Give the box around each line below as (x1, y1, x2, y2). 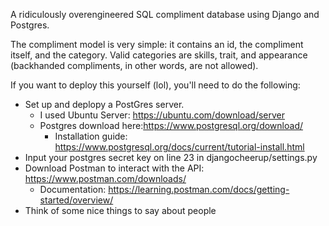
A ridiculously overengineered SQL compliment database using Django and (10, 9, 320, 20)
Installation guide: (54, 130, 128, 142)
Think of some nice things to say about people (24, 205, 217, 216)
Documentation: (39, 184, 107, 195)
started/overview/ (39, 194, 114, 206)
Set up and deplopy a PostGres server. (24, 99, 185, 110)
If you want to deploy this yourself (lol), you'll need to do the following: (10, 79, 301, 91)
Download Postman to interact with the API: (24, 162, 205, 174)
